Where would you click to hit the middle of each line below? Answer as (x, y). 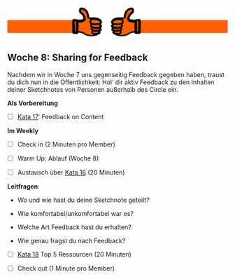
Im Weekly (23, 130)
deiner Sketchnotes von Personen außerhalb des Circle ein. (93, 89)
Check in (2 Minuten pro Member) (66, 144)
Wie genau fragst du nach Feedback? (71, 240)
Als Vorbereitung (33, 103)
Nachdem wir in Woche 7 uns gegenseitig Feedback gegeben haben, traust (116, 74)
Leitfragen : (23, 186)
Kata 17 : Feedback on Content (60, 116)
